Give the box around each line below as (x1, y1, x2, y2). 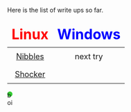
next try (74, 51, 103, 61)
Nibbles (16, 51, 44, 61)
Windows (57, 26, 121, 43)
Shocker (15, 70, 46, 79)
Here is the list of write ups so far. (7, 6, 104, 14)
